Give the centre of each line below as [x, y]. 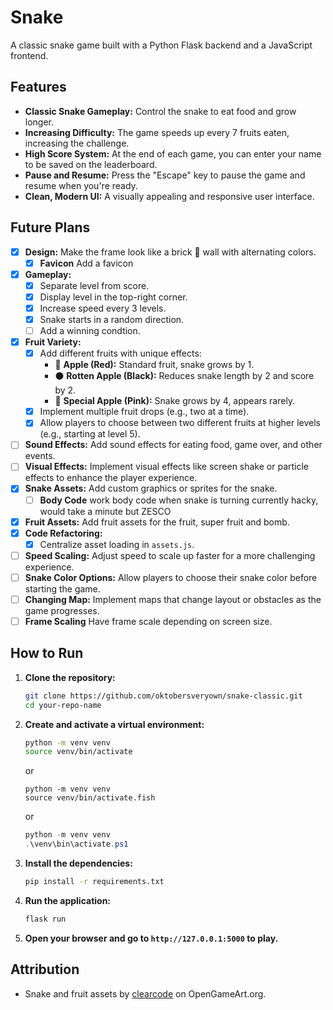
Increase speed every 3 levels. [103, 308]
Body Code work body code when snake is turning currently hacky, [179, 500]
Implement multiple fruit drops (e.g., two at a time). [144, 412]
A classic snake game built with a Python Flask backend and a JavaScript [161, 45]
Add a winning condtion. [90, 330]
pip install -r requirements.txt [94, 882]
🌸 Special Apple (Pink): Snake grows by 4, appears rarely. [175, 401]
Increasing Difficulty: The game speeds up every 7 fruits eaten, [157, 132]
